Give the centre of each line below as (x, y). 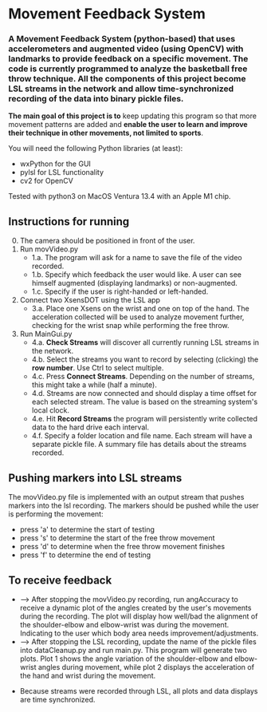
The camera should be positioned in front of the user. (107, 241)
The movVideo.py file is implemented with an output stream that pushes (126, 497)
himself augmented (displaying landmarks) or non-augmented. (134, 283)
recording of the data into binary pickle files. (96, 99)
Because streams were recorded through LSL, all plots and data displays (139, 690)
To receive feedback (60, 580)
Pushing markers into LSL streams (95, 478)
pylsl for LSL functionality (61, 172)
